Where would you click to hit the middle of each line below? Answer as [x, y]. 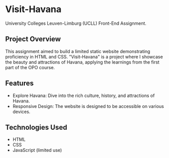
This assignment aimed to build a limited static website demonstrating [78, 51]
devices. [21, 112]
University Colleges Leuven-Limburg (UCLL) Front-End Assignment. [76, 23]
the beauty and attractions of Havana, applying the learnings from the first [82, 62]
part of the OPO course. [30, 67]
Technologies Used [36, 127]
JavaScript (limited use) [37, 150]
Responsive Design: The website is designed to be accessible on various [88, 106]
